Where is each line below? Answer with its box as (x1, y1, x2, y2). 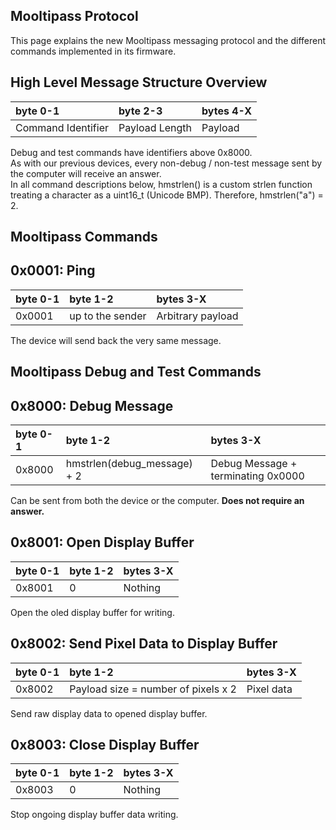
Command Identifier (15, 120, 109, 134)
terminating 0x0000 (210, 469, 305, 483)
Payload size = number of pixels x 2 (69, 682, 237, 696)
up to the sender (69, 309, 147, 323)
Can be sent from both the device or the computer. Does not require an (10, 495, 305, 507)
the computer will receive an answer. (10, 167, 162, 179)
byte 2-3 (118, 104, 163, 118)
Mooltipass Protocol (10, 8, 139, 25)
